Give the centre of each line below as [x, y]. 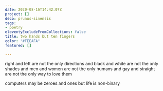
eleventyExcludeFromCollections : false [45, 32]
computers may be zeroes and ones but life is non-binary [63, 83]
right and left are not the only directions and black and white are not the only [82, 63]
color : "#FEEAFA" [23, 41]
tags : [10, 23]
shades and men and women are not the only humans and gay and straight [80, 69]
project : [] [17, 14]
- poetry [14, 28]
